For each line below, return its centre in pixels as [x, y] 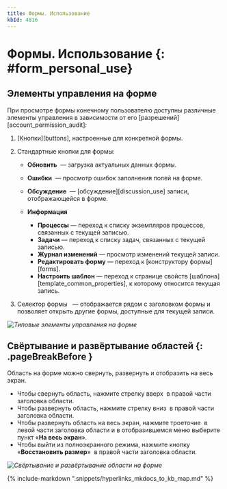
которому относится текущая [177, 283]
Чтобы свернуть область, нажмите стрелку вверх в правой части [114, 394]
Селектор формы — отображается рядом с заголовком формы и [113, 304]
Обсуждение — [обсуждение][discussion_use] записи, [108, 191]
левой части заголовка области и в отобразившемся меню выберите [118, 430]
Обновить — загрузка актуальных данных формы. [102, 165]
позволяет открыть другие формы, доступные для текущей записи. [116, 311]
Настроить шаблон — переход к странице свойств [112, 276]
